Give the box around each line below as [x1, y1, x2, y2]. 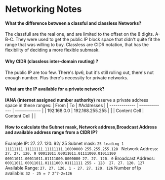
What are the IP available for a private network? [5, 86, 105, 92]
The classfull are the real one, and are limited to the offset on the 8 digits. [5, 31, 154, 37]
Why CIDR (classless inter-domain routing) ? [5, 58, 99, 64]
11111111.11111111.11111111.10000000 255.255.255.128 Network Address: [5, 146, 159, 152]
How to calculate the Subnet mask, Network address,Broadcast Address [5, 124, 157, 130]
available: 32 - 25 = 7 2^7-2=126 [5, 170, 73, 176]
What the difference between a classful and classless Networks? [5, 20, 142, 26]
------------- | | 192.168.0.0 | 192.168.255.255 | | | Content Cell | [14, 108, 144, 114]
